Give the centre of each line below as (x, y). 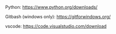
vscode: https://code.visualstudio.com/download (56, 26)
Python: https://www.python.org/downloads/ (51, 7)
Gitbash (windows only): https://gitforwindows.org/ (58, 17)
